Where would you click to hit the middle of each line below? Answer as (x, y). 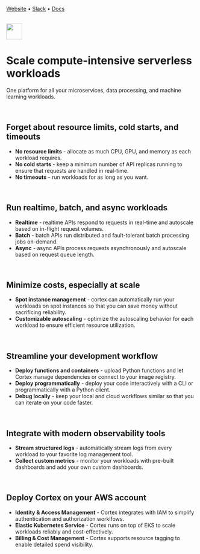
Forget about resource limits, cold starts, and (92, 127)
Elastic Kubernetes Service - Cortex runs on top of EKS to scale (95, 525)
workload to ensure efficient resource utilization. (75, 325)
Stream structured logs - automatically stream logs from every (93, 448)
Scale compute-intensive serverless (99, 61)
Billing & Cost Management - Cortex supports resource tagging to (98, 538)
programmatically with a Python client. (63, 390)
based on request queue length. (55, 254)
